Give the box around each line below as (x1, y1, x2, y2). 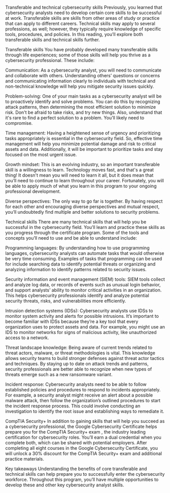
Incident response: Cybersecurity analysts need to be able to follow (5, 381, 147, 387)
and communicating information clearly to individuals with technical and (5, 78, 156, 84)
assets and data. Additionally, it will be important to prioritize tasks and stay (5, 146, 163, 152)
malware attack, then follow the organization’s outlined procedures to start (5, 398, 161, 403)
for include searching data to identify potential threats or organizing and (5, 261, 156, 267)
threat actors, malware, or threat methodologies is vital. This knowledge (5, 350, 156, 356)
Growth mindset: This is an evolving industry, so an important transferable (5, 161, 160, 167)
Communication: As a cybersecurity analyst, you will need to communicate (5, 67, 161, 73)
